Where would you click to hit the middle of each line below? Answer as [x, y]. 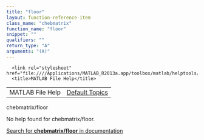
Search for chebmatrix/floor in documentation [65, 130]
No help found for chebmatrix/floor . [51, 119]
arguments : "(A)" [28, 52]
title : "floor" [25, 12]
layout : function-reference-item [49, 18]
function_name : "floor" [36, 29]
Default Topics [87, 92]
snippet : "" [21, 35]
